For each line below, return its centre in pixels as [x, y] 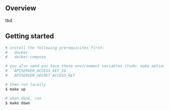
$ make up [16, 89]
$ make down [18, 103]
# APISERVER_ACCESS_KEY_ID [36, 71]
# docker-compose [26, 57]
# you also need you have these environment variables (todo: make [77, 66]
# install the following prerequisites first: [55, 48]
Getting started [30, 36]
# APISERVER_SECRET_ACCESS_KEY [40, 75]
